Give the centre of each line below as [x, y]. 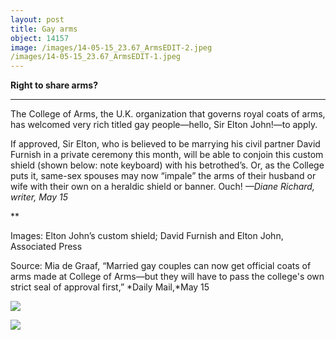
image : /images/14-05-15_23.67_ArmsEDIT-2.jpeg [111, 47]
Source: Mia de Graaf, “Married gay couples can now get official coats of [161, 266]
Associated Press [46, 247]
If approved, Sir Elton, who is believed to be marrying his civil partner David [165, 144]
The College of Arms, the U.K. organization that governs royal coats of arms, [168, 114]
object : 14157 [40, 38]
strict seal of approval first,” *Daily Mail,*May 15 [110, 287]
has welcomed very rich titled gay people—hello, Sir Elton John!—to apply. [164, 125]
